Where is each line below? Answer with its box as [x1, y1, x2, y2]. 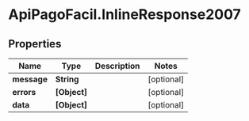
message [12, 74, 48, 85]
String [55, 74, 79, 85]
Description [94, 61, 140, 71]
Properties [8, 37, 62, 51]
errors [12, 87, 36, 97]
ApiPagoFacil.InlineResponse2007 [8, 6, 242, 24]
